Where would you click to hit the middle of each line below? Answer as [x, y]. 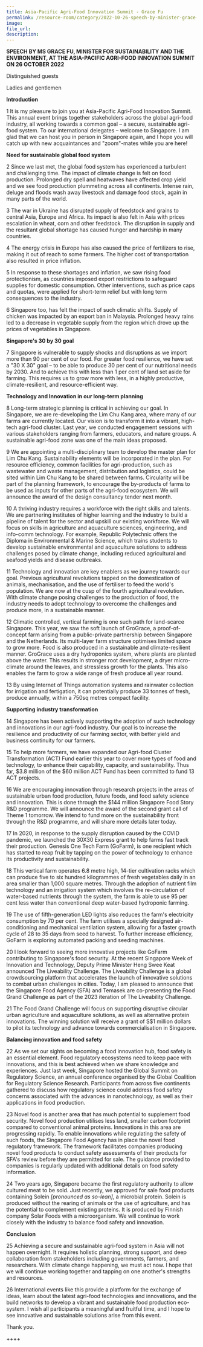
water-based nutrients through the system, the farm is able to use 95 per [97, 896]
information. [21, 1172]
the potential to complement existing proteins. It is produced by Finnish [95, 1210]
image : [14, 23]
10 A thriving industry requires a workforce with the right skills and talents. [99, 509]
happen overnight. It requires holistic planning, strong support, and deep [97, 1252]
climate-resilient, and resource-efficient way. [62, 385]
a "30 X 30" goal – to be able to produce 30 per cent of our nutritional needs [101, 366]
